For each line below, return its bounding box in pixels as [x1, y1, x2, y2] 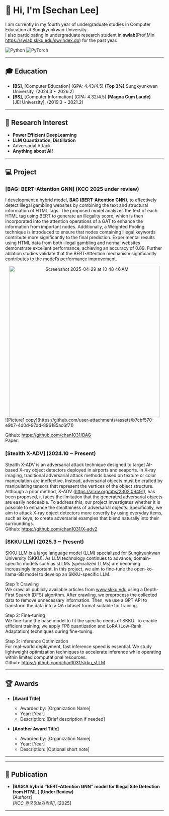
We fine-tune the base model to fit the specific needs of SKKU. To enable [5, 617, 157, 623]
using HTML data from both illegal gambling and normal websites [5, 240, 141, 246]
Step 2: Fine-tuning [5, 612, 45, 618]
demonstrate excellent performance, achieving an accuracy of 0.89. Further [5, 245, 162, 251]
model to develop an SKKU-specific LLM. [25, 571, 111, 577]
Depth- [144, 586, 159, 592]
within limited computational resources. [5, 654, 87, 660]
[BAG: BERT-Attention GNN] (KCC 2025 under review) [5, 185, 139, 192]
